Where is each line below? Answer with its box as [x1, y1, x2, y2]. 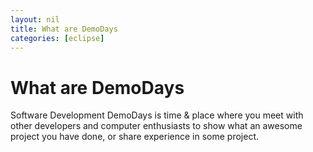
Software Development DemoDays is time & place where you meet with [10, 109, 304, 121]
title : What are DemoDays [10, 24, 118, 34]
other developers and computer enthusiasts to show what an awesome [10, 120, 303, 132]
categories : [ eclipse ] [10, 33, 105, 43]
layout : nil [10, 14, 60, 25]
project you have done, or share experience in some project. [10, 131, 260, 143]
